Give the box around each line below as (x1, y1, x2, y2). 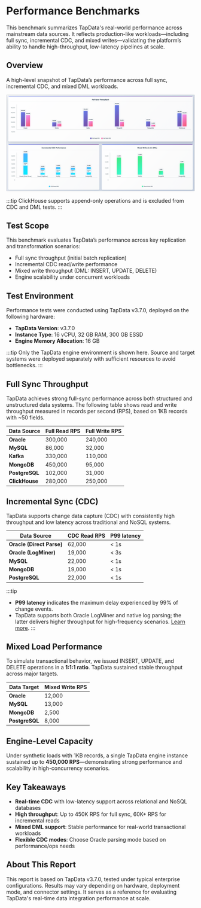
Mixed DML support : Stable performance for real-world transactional (14, 824, 186, 831)
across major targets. (6, 670, 59, 677)
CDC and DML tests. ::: (6, 203, 63, 211)
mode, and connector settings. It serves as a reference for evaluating (6, 888, 177, 895)
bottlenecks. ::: (6, 362, 43, 369)
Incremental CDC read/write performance (14, 261, 118, 268)
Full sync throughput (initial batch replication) (14, 254, 127, 261)
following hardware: (6, 313, 56, 321)
